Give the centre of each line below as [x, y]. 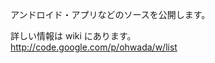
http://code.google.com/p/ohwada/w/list [94, 47]
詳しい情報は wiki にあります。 [73, 36]
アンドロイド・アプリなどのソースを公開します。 [110, 14]
